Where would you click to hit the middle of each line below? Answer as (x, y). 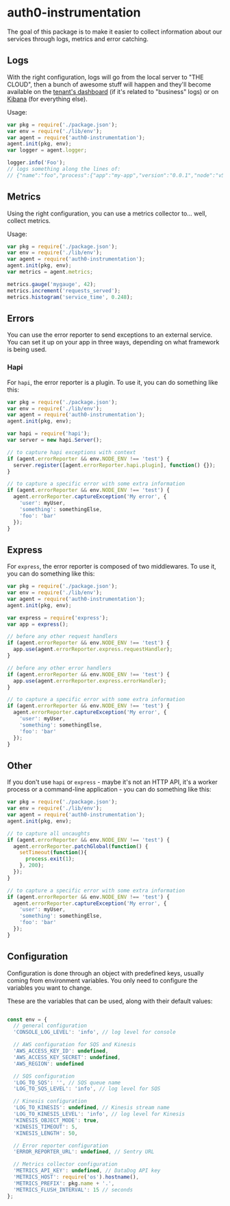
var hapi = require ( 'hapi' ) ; (49, 434)
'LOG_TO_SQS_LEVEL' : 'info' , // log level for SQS (87, 1089)
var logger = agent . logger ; (47, 150)
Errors (21, 318)
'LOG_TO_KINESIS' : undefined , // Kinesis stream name (91, 1108)
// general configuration (50, 1026)
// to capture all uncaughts (49, 833)
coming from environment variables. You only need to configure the (102, 980)
